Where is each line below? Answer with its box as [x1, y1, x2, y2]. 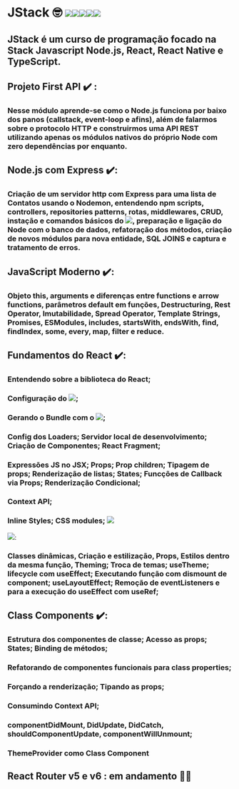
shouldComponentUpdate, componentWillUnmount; [7, 729, 193, 739]
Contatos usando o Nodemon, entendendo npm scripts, [7, 198, 205, 208]
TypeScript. [7, 55, 61, 68]
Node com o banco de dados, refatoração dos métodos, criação [7, 225, 233, 235]
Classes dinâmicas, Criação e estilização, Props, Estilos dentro [7, 551, 230, 561]
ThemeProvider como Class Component [7, 748, 150, 758]
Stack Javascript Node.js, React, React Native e [7, 44, 223, 56]
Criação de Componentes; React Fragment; [7, 441, 161, 451]
